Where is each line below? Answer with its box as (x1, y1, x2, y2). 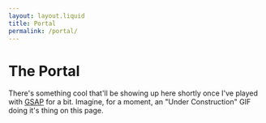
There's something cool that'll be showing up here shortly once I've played (8, 88, 258, 98)
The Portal (8, 61, 80, 80)
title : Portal (8, 19, 57, 28)
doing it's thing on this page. (8, 106, 104, 116)
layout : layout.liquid (8, 11, 85, 20)
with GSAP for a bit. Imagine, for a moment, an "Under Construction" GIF (8, 97, 251, 107)
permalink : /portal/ (8, 27, 79, 35)
